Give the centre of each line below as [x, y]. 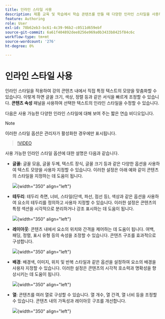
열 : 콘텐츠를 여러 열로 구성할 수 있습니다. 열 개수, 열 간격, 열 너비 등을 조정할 [84, 294]
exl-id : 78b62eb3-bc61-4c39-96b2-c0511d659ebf [54, 28]
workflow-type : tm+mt [27, 37]
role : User [16, 23]
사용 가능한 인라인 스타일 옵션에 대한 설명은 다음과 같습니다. [62, 153]
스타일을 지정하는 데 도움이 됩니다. [50, 176]
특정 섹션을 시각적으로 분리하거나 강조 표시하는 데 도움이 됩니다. [73, 208]
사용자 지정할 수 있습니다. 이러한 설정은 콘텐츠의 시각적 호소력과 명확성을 [82, 268]
